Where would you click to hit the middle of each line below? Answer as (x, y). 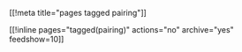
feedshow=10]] (37, 39)
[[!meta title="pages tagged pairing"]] (78, 13)
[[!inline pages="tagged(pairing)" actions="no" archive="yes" (121, 30)
